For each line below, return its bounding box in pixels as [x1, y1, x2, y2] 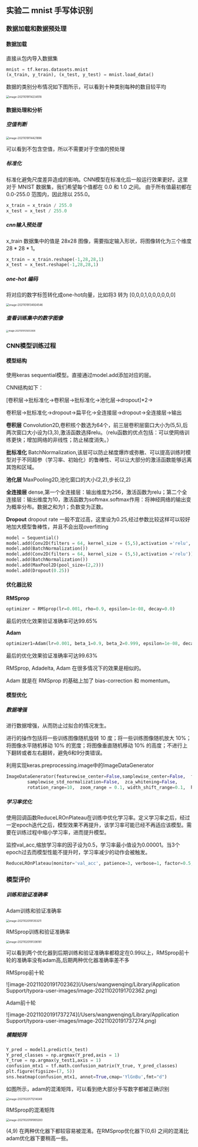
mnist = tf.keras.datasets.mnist [6, 67, 88, 72]
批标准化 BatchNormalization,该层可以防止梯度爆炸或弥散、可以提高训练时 [6, 448, 186, 455]
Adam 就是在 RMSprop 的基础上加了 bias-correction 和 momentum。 [6, 677, 174, 684]
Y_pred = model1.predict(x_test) [6, 1046, 88, 1053]
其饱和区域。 [6, 463, 37, 470]
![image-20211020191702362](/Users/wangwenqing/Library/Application [6, 980, 180, 988]
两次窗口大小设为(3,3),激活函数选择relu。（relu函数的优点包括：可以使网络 [6, 429, 184, 436]
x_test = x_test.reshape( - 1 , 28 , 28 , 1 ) [6, 262, 99, 268]
